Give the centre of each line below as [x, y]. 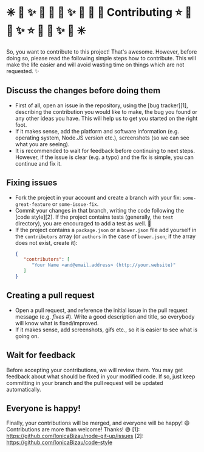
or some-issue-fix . [75, 204]
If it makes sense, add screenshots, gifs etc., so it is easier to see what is [106, 330]
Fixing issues [32, 183]
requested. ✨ [23, 71]
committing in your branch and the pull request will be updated [85, 383]
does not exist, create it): [46, 242]
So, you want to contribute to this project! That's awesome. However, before [102, 51]
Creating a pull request [50, 296]
